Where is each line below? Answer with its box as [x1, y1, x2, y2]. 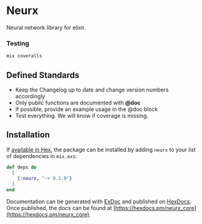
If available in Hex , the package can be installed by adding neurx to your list [6, 146, 197, 153]
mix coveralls [6, 53, 43, 59]
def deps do [6, 164, 37, 170]
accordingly [15, 92, 46, 99]
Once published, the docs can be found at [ [6, 204, 116, 212]
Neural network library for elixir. [6, 24, 86, 31]
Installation [6, 129, 50, 140]
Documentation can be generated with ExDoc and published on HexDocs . [6, 198, 192, 205]
